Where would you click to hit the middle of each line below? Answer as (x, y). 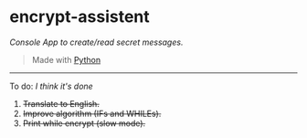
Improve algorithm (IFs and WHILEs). (92, 113)
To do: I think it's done (51, 86)
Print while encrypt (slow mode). (84, 123)
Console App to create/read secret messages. (96, 42)
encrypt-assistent (80, 17)
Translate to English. (61, 103)
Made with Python (66, 59)
